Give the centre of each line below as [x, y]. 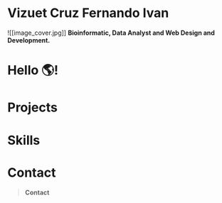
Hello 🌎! [33, 71]
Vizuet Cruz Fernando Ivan [88, 13]
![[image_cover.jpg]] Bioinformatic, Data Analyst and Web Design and [111, 33]
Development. [29, 40]
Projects [33, 108]
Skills [24, 140]
